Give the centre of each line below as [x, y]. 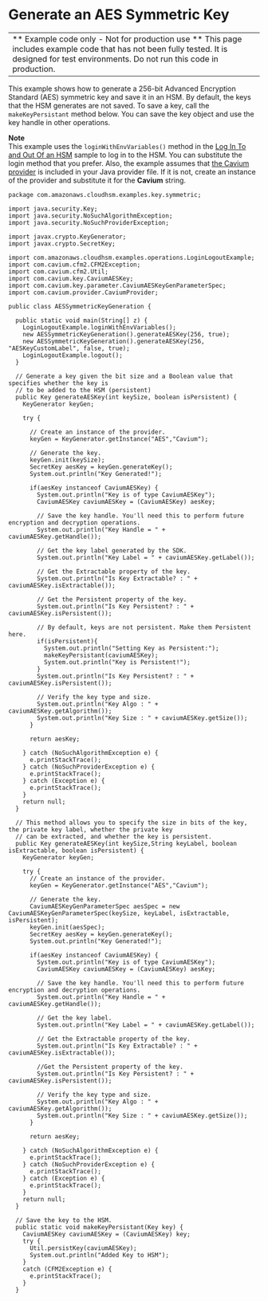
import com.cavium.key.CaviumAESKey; [71, 278]
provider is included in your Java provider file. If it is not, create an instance [132, 171]
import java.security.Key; [53, 209]
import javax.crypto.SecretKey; [62, 244]
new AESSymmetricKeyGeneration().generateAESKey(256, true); [126, 334]
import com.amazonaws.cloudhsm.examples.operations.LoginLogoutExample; [132, 257]
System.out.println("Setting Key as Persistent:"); [131, 648]
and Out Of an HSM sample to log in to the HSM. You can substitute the [126, 155]
